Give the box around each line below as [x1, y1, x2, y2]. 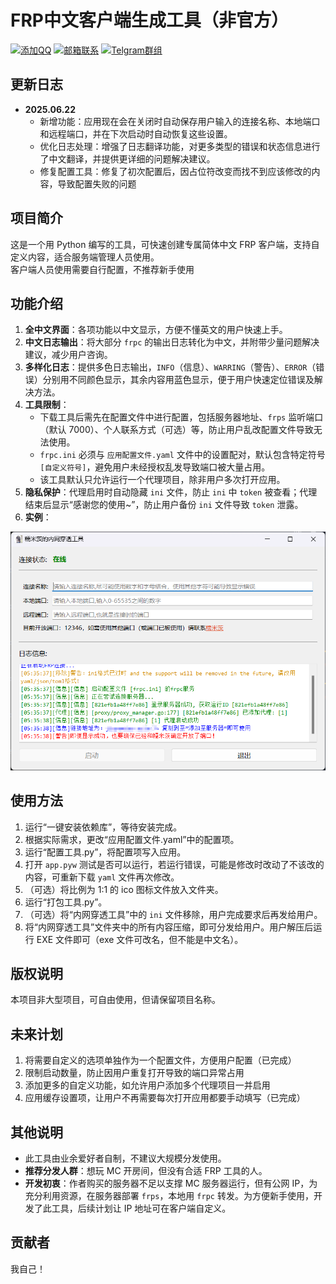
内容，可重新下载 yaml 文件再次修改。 [24, 871, 180, 883]
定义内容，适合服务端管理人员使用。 [10, 251, 160, 263]
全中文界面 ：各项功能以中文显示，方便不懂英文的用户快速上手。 [24, 324, 288, 336]
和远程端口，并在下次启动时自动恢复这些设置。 [39, 127, 233, 140]
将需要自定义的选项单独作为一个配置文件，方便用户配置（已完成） [24, 1054, 297, 1066]
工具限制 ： [24, 399, 70, 411]
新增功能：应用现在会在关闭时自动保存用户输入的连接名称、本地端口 [39, 115, 321, 127]
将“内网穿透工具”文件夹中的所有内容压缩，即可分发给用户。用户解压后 [24, 921, 314, 933]
